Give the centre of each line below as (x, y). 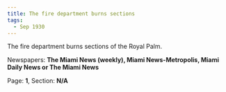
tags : (15, 20)
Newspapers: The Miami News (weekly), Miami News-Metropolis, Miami (113, 60)
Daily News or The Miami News (53, 68)
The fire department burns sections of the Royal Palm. (85, 47)
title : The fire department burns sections (71, 14)
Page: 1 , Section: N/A (38, 81)
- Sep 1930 (29, 26)
